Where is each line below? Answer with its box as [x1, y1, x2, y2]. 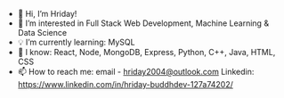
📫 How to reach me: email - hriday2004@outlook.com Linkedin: [17, 67, 255, 77]
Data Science [17, 28, 68, 37]
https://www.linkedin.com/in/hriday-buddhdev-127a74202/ [17, 79, 233, 89]
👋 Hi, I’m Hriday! [17, 9, 77, 19]
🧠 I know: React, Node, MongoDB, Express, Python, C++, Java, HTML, [17, 47, 276, 57]
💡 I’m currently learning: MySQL [17, 37, 135, 47]
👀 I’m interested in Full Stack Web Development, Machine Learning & [17, 18, 270, 29]
